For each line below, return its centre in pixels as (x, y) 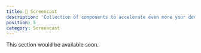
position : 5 (21, 22)
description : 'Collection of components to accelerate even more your (96, 17)
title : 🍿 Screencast (32, 11)
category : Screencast (33, 28)
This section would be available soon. (53, 45)
